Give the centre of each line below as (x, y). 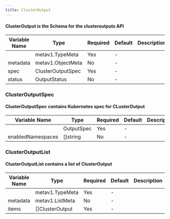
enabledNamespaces (33, 137)
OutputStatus (51, 79)
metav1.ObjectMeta (59, 62)
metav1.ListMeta (55, 201)
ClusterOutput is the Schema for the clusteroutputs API (65, 26)
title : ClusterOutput (28, 10)
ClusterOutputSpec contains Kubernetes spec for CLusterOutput (75, 107)
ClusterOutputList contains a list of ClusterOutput (59, 164)
